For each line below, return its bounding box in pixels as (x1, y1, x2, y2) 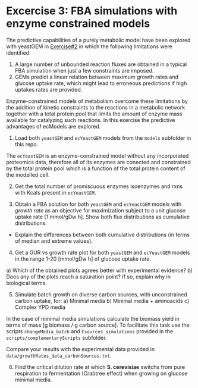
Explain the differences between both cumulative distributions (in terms (14, 231, 190, 238)
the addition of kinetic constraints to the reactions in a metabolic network (6, 104, 186, 111)
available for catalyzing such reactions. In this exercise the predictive (6, 116, 175, 123)
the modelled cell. (6, 171, 50, 178)
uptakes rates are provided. (14, 86, 83, 93)
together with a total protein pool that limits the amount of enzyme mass (6, 110, 183, 117)
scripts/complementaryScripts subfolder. (6, 334, 107, 341)
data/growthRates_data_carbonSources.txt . (6, 352, 112, 359)
